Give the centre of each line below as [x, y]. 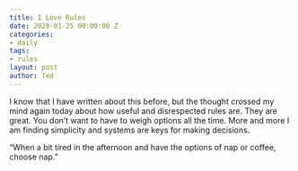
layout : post [34, 68]
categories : [31, 34]
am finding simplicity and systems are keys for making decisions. [130, 130]
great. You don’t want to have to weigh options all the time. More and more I [149, 120]
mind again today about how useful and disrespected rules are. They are [144, 111]
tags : [19, 51]
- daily [24, 43]
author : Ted [31, 76]
